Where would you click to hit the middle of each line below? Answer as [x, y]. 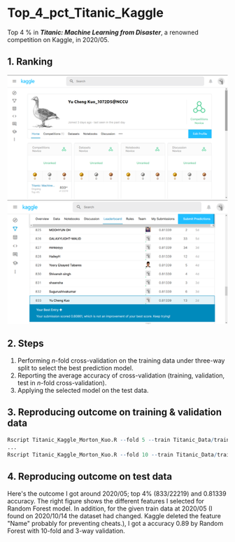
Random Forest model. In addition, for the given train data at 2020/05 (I [110, 508]
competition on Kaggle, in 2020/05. [58, 39]
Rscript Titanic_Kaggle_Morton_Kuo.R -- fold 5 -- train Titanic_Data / [111, 440]
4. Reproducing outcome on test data [90, 477]
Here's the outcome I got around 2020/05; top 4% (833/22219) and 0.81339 [117, 493]
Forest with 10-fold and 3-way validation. [66, 531]
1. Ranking [30, 62]
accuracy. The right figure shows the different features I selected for [106, 501]
